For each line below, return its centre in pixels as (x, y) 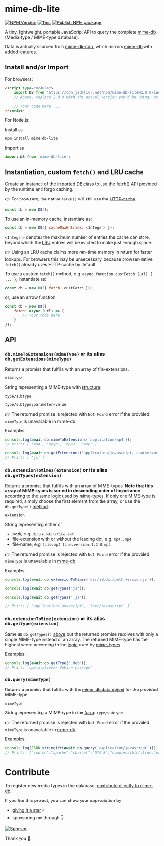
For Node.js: (17, 120)
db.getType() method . (27, 507)
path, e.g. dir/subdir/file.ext (43, 534)
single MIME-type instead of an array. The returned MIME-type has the (76, 639)
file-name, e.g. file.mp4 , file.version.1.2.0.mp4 (61, 544)
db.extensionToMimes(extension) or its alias (56, 470)
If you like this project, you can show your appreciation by (63, 800)
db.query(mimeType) (28, 679)
